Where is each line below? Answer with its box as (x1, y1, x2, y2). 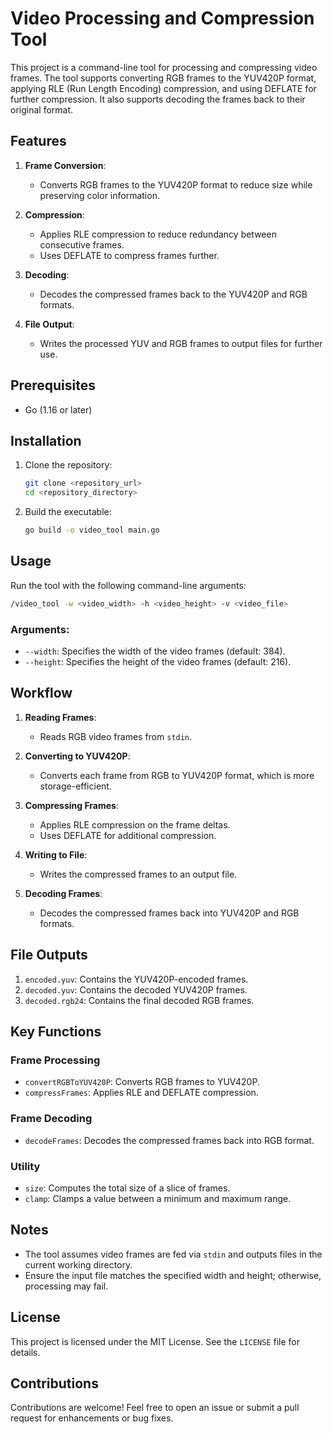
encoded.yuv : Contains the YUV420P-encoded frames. (24, 973, 249, 985)
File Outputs (10, 947, 88, 964)
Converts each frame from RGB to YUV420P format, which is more (39, 769, 315, 781)
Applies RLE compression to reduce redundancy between (39, 228, 277, 240)
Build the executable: (24, 506, 112, 518)
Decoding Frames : (24, 887, 103, 899)
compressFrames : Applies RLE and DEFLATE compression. (24, 1087, 259, 1099)
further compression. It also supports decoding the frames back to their (10, 93, 306, 105)
